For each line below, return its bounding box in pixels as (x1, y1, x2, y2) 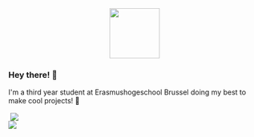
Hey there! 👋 (8, 69, 58, 80)
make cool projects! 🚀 (8, 96, 80, 106)
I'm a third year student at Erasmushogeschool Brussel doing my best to (8, 87, 247, 97)
